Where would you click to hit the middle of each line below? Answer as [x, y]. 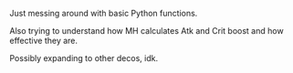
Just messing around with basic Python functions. [104, 13]
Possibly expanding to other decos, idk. [84, 58]
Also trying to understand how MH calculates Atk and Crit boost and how [147, 31]
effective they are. [44, 41]
